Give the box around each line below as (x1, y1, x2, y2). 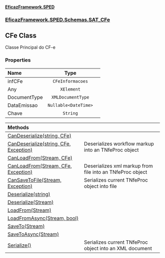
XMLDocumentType (51, 94, 89, 100)
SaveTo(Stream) (7, 223, 45, 229)
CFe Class (5, 31, 37, 39)
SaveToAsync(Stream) (7, 230, 59, 237)
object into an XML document (84, 245, 152, 252)
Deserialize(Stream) (7, 198, 54, 205)
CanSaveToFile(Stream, (7, 176, 62, 183)
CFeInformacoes (53, 78, 88, 84)
